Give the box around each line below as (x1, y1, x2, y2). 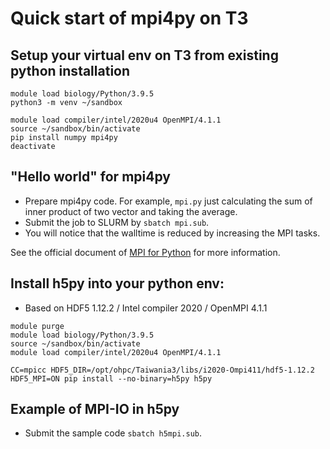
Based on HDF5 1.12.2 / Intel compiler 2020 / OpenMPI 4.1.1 (24, 302, 268, 314)
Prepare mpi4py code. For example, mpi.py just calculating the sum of (24, 195, 313, 207)
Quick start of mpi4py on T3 (10, 7, 249, 30)
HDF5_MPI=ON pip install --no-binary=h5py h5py (10, 373, 213, 384)
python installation (10, 62, 131, 79)
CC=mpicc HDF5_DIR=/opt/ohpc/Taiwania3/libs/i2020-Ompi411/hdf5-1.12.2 (10, 365, 315, 375)
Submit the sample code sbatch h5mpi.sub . (24, 427, 202, 439)
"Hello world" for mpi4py (10, 168, 171, 186)
